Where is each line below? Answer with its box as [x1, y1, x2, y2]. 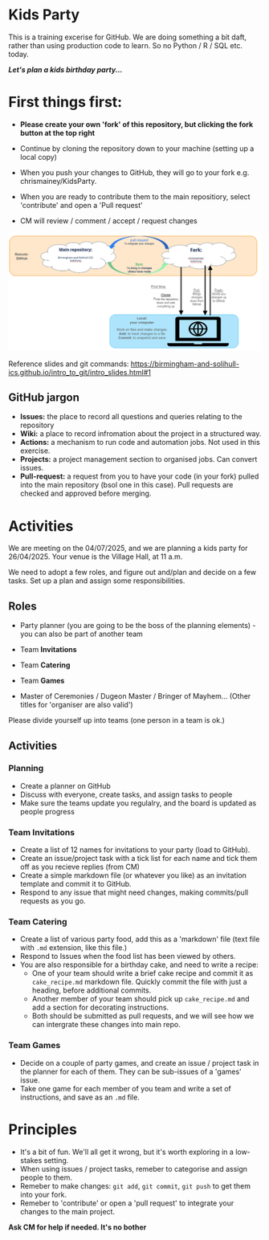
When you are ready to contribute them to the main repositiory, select [19, 191, 251, 202]
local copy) [19, 152, 58, 161]
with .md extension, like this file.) [19, 943, 128, 952]
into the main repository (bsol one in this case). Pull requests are [19, 480, 234, 490]
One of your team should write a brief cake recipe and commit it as [31, 969, 254, 978]
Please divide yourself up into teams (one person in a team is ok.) [8, 716, 225, 725]
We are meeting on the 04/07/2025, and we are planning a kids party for [8, 544, 248, 553]
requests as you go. [19, 896, 86, 906]
